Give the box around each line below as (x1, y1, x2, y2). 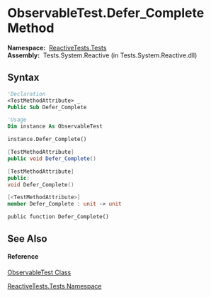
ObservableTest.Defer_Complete (7, 5, 205, 21)
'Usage (7, 116, 27, 123)
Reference (7, 252, 39, 261)
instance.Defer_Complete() (7, 136, 87, 143)
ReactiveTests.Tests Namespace (7, 281, 102, 290)
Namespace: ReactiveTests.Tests (7, 43, 107, 52)
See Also (7, 232, 47, 245)
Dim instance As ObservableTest (7, 123, 103, 130)
